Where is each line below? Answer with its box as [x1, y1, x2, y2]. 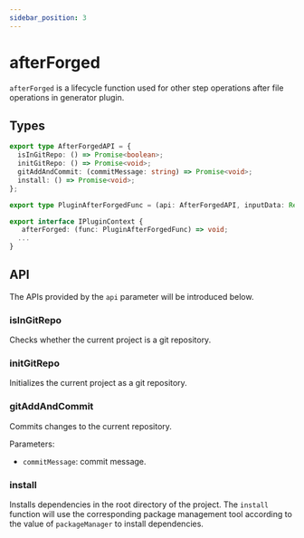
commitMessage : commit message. [22, 456, 147, 466]
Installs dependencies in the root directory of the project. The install [9, 499, 269, 510]
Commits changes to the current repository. [9, 420, 172, 431]
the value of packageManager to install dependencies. [9, 518, 204, 529]
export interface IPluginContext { [9, 216, 144, 226]
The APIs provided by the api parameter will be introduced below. [9, 291, 254, 302]
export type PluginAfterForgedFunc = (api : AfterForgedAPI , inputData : [9, 200, 285, 209]
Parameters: [9, 438, 55, 449]
